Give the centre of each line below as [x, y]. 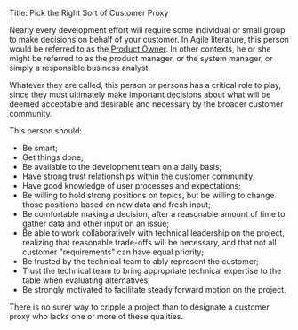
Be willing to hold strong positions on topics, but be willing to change [148, 195]
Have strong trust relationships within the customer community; [139, 176]
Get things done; [52, 157]
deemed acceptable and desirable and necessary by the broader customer [146, 104]
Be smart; [40, 148]
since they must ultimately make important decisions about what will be [140, 94]
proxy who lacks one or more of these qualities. [97, 316]
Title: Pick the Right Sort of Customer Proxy [89, 13]
